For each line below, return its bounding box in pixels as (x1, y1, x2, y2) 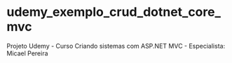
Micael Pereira (6, 49, 48, 57)
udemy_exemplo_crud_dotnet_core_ (6, 4, 221, 20)
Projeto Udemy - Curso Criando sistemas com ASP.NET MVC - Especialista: (6, 42, 226, 50)
